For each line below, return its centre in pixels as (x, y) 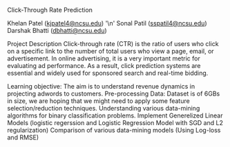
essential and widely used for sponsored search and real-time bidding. (108, 73)
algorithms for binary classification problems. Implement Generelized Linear (115, 115)
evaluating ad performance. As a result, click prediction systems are (104, 66)
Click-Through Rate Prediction (50, 10)
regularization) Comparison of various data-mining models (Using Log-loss (114, 130)
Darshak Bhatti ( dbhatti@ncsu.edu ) (57, 31)
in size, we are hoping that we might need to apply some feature (98, 101)
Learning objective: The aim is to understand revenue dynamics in (101, 86)
